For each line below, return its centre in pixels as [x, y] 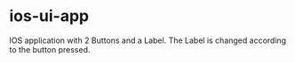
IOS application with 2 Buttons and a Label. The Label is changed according [148, 40]
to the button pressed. [50, 49]
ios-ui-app [49, 16]
